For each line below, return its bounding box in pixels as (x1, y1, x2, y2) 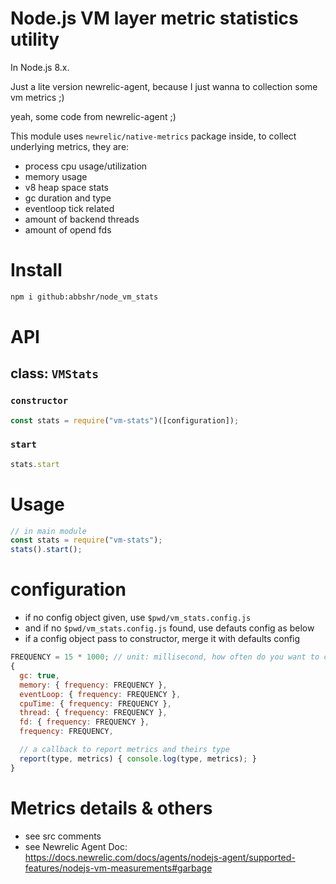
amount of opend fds (24, 223, 112, 236)
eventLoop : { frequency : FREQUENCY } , (19, 689, 182, 699)
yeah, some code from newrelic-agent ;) (10, 110, 177, 122)
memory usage (24, 170, 88, 182)
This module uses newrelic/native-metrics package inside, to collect (10, 130, 297, 142)
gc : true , (19, 670, 60, 681)
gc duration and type (24, 192, 112, 204)
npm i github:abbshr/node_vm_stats (10, 292, 159, 302)
